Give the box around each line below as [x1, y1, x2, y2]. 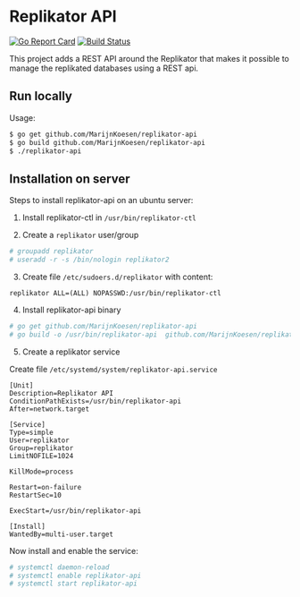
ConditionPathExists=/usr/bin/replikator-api [9, 397, 181, 405]
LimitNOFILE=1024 [9, 451, 74, 460]
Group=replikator [9, 443, 74, 453]
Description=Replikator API [9, 388, 114, 397]
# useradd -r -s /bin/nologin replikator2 [9, 255, 170, 265]
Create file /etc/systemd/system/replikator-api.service [9, 363, 218, 374]
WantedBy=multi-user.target [9, 530, 114, 539]
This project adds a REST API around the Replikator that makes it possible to [9, 53, 290, 64]
